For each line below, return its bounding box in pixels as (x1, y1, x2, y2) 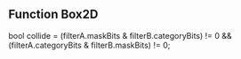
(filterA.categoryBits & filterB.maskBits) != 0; (8, 40, 171, 50)
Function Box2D (8, 7, 99, 22)
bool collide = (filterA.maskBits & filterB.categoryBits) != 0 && (8, 30, 232, 41)
